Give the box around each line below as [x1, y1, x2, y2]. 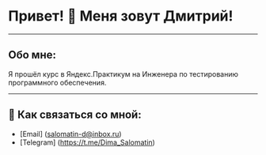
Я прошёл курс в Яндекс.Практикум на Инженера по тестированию [8, 69, 239, 78]
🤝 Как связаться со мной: [8, 108, 142, 122]
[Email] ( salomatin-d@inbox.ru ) [19, 129, 122, 138]
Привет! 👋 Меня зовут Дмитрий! [8, 7, 234, 25]
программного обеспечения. [8, 77, 107, 87]
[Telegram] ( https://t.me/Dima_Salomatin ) [19, 138, 156, 147]
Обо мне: [8, 48, 57, 62]
